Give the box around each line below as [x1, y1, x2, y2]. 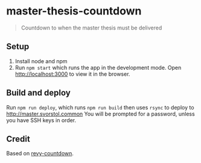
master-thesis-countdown [6, 4, 142, 18]
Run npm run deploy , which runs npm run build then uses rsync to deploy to [6, 103, 194, 111]
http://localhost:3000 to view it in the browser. [14, 70, 130, 78]
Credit [6, 134, 30, 144]
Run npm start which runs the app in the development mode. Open [14, 64, 182, 71]
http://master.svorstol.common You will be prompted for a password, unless [6, 110, 195, 117]
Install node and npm [14, 57, 68, 64]
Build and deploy [6, 88, 71, 98]
